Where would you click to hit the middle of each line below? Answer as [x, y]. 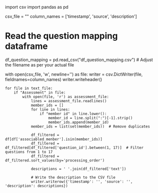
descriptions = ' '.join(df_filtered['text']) [79, 169]
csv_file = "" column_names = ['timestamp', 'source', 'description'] [71, 16]
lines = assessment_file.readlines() [69, 101]
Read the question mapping [61, 36]
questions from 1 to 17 [29, 152]
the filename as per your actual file [40, 64]
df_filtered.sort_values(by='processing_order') [55, 160]
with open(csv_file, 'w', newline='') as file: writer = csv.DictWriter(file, [74, 74]
